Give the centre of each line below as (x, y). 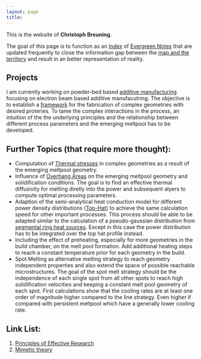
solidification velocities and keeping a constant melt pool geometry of (101, 285)
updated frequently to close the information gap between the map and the (98, 52)
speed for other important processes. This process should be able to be (104, 215)
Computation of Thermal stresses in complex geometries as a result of (102, 164)
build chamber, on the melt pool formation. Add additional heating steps (103, 246)
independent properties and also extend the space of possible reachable (105, 266)
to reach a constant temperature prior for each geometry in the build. (100, 253)
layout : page (22, 12)
